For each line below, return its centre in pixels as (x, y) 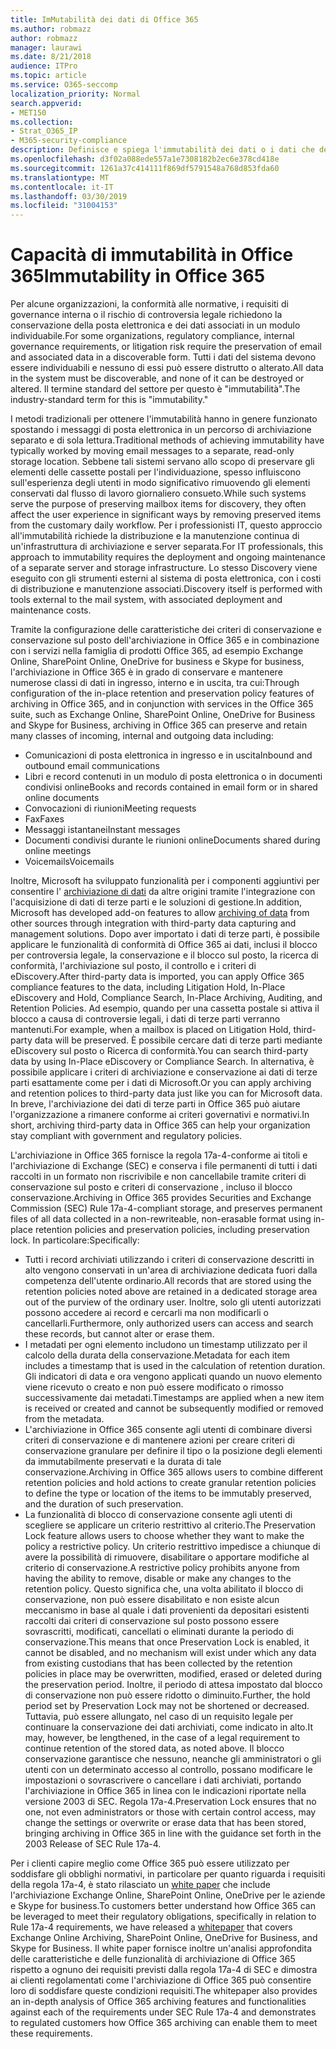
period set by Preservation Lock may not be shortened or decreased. (167, 1706)
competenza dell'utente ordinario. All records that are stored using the (168, 1281)
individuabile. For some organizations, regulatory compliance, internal (152, 336)
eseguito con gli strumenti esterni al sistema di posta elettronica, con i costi (166, 578)
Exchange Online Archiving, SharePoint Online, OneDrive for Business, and (164, 1938)
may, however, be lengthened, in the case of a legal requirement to (162, 1738)
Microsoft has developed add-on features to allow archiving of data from (160, 913)
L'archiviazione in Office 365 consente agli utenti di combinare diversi (168, 1430)
